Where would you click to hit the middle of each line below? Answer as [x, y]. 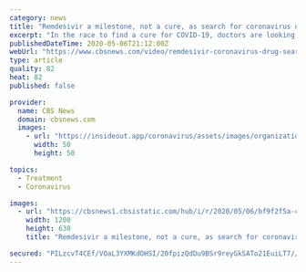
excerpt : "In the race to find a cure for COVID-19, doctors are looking [153, 35]
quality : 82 [32, 69]
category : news [38, 18]
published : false [42, 86]
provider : [28, 102]
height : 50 [54, 153]
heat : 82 [26, 78]
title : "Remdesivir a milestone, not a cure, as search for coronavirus [150, 26]
